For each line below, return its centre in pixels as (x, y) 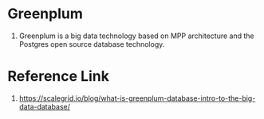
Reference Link (58, 77)
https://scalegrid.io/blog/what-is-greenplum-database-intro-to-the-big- (137, 98)
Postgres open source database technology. (92, 44)
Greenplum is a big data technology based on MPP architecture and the (136, 36)
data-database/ (45, 106)
